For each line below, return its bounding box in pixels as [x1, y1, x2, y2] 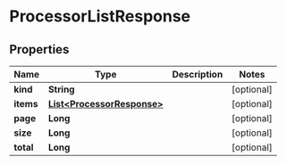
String [47, 83, 75, 95]
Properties [9, 42, 70, 57]
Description [172, 69, 223, 80]
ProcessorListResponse [9, 6, 191, 27]
